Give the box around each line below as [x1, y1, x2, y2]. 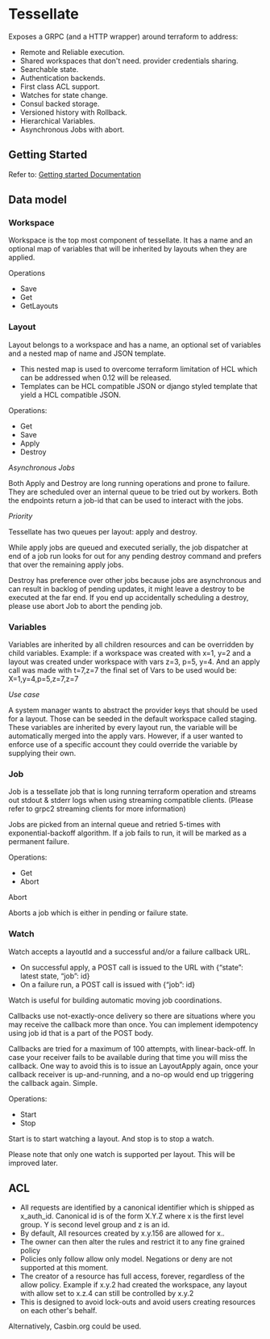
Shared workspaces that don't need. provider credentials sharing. [19, 56, 239, 65]
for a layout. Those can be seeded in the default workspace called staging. [8, 714, 257, 724]
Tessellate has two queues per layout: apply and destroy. [8, 526, 197, 536]
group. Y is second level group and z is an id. [19, 1220, 170, 1230]
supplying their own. [8, 749, 77, 758]
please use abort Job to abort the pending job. [8, 601, 163, 610]
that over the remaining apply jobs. [8, 560, 124, 569]
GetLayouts [19, 301, 59, 311]
